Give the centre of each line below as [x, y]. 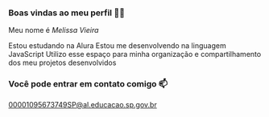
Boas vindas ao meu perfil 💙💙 [66, 13]
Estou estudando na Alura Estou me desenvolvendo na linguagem [118, 46]
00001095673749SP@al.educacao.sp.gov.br [83, 104]
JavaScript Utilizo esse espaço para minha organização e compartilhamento [135, 54]
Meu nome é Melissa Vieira [54, 30]
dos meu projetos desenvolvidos [62, 63]
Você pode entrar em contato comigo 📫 [88, 84]
